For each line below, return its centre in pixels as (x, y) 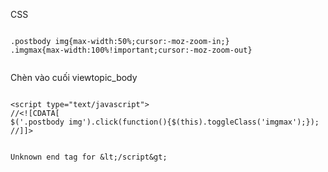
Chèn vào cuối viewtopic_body (74, 77)
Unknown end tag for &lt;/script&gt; (89, 157)
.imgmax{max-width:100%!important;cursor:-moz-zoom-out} (131, 50)
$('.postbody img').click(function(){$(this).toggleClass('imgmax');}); (165, 122)
